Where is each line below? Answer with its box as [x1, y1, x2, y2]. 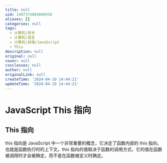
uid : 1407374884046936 [5, 12, 52, 17]
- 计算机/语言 [9, 35, 35, 40]
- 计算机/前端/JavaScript [9, 40, 60, 45]
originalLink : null [5, 72, 46, 77]
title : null [5, 7, 30, 12]
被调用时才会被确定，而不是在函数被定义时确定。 [5, 153, 106, 159]
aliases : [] [5, 16, 30, 21]
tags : [5, 26, 16, 31]
